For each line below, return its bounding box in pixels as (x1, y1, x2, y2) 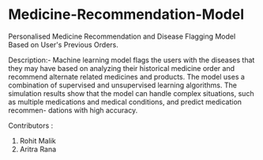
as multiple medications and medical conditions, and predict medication (8, 97, 242, 106)
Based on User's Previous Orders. (8, 39, 118, 49)
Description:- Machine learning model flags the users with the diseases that (8, 55, 255, 65)
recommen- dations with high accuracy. (8, 105, 138, 115)
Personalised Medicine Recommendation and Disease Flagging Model (8, 32, 236, 41)
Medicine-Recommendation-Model (8, 6, 245, 24)
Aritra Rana (19, 144, 57, 154)
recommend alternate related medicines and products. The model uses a (8, 72, 245, 81)
